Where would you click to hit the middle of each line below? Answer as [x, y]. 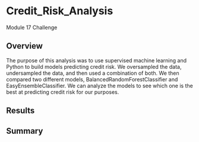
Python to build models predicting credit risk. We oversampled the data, [94, 67]
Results [20, 111]
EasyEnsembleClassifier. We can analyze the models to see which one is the [99, 86]
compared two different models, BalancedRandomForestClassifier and [92, 79]
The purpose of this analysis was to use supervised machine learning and [97, 60]
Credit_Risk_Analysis [60, 11]
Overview [25, 46]
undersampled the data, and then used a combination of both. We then [93, 73]
